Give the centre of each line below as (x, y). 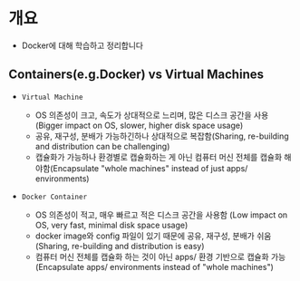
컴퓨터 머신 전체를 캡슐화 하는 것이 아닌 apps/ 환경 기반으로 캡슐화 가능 (160, 257)
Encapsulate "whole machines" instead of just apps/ (150, 168)
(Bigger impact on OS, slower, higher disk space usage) (139, 125)
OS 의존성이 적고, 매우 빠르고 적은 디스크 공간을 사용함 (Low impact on (161, 215)
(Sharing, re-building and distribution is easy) (120, 246)
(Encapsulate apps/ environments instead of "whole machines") (154, 266)
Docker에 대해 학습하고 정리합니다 (82, 45)
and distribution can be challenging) (102, 146)
